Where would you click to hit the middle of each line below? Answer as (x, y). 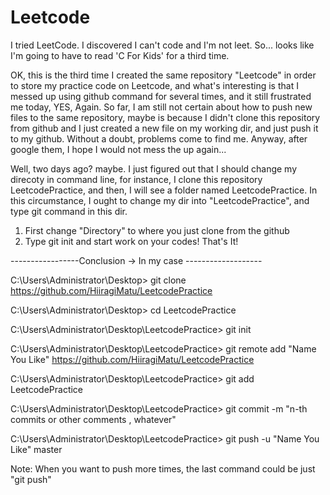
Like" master (36, 449)
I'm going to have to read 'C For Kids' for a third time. (120, 55)
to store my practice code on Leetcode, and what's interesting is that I (154, 85)
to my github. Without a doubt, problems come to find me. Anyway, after (159, 138)
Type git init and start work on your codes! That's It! (131, 241)
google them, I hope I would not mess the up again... (118, 149)
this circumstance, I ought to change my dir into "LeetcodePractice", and (160, 200)
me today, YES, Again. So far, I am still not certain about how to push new (161, 107)
